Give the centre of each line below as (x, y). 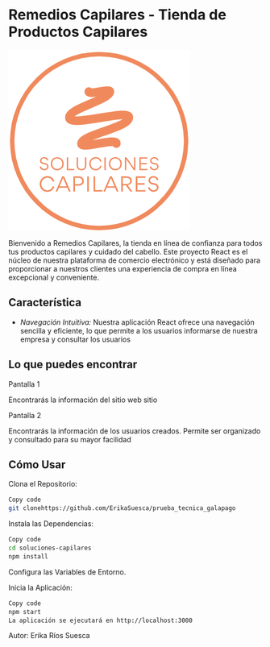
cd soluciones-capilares (50, 548)
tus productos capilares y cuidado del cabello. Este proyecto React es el (128, 251)
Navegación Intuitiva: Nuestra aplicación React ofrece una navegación (137, 322)
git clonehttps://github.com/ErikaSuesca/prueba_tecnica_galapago (122, 508)
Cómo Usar (37, 465)
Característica (45, 303)
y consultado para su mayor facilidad (70, 439)
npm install (28, 556)
